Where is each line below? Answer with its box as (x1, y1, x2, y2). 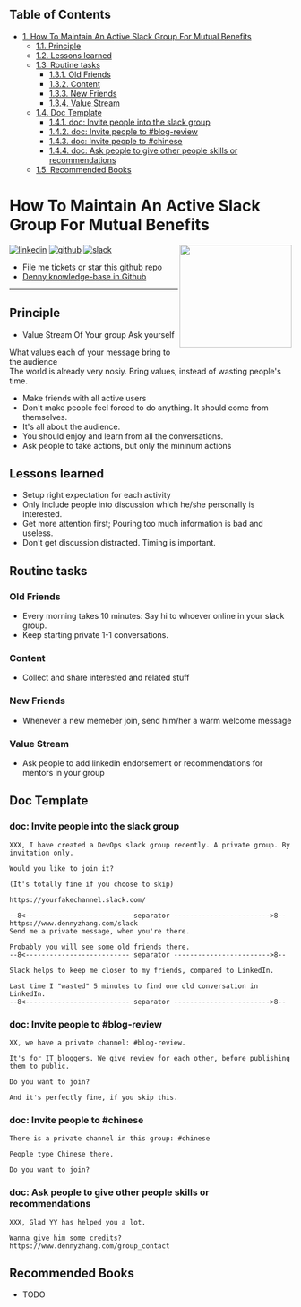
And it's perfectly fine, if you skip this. (9, 1093, 178, 1102)
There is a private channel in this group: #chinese (9, 1134, 211, 1143)
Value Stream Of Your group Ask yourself (21, 329, 175, 340)
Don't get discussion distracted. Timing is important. (21, 537, 217, 548)
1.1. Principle (35, 40, 82, 51)
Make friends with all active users (21, 392, 147, 403)
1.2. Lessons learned (35, 49, 112, 61)
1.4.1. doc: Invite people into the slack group (48, 116, 211, 127)
